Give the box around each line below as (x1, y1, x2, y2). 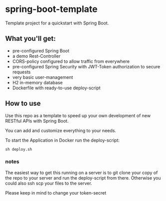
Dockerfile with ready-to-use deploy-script (12, 85, 101, 91)
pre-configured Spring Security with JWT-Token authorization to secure (12, 63, 161, 69)
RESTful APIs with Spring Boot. (5, 118, 69, 124)
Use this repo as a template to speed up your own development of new (5, 112, 151, 118)
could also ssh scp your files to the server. (5, 180, 92, 186)
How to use (5, 99, 41, 108)
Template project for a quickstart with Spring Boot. (5, 20, 109, 26)
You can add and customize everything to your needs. (5, 127, 116, 133)
